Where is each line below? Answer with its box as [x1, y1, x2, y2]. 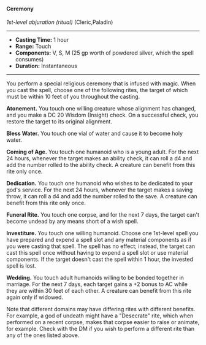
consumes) [15, 56, 44, 63]
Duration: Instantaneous [15, 62, 78, 70]
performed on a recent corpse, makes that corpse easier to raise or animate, [6, 319, 200, 326]
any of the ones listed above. [6, 331, 80, 339]
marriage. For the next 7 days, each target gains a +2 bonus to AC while [6, 281, 188, 288]
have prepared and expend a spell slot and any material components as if [6, 236, 192, 244]
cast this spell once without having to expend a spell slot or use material [6, 249, 189, 257]
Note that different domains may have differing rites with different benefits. [6, 306, 196, 313]
